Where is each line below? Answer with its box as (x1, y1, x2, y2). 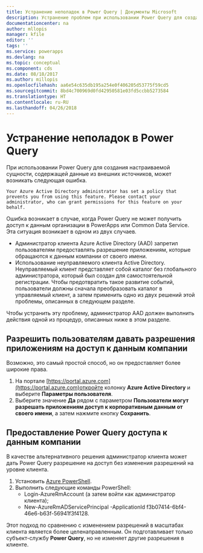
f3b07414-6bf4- (146, 503, 187, 511)
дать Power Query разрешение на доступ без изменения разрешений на (6, 460, 194, 467)
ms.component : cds (6, 65, 53, 72)
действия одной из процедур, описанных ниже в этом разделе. (6, 316, 171, 324)
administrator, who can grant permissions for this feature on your (6, 199, 182, 205)
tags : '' (6, 43, 28, 49)
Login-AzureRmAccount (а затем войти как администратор (24, 490, 176, 498)
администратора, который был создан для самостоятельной (14, 272, 173, 279)
